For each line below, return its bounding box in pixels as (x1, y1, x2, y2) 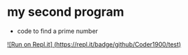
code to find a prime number (16, 27, 98, 35)
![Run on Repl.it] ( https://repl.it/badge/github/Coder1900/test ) (7, 40, 182, 48)
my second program (7, 4, 125, 20)
